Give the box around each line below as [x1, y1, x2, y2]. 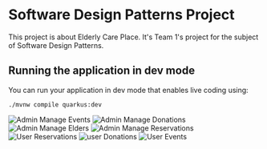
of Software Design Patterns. [8, 40, 104, 50]
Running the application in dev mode [8, 64, 195, 78]
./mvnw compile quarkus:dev [8, 100, 103, 109]
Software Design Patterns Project [8, 6, 235, 24]
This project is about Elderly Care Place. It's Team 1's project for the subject [8, 32, 259, 42]
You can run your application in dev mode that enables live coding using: [8, 85, 249, 95]
